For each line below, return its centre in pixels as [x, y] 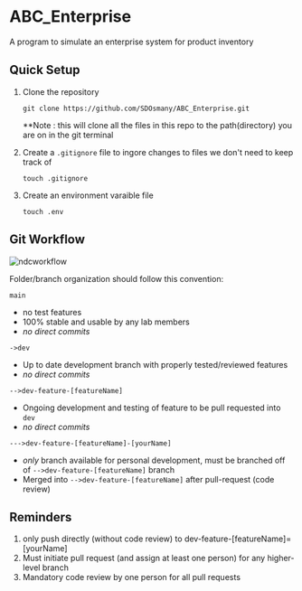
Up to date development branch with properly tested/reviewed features [155, 364]
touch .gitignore [55, 178]
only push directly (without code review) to [102, 539]
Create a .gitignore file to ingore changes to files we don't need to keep [158, 152]
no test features [52, 312]
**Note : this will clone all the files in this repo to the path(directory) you [157, 125]
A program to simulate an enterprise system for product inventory [132, 42]
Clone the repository [61, 91]
